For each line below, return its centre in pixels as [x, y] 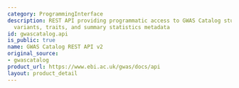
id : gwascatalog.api [38, 34]
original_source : [33, 54]
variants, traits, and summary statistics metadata [92, 27]
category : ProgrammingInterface [55, 14]
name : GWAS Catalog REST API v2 [55, 47]
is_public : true [31, 40]
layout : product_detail [43, 73]
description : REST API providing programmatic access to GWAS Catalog [114, 21]
